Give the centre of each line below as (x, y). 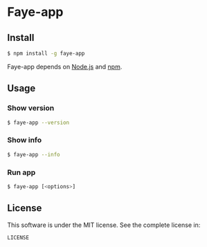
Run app (21, 172)
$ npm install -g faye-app (46, 53)
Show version (31, 108)
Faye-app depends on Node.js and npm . (65, 66)
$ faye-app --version (38, 122)
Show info (25, 140)
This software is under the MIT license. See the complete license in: (104, 225)
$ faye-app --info (34, 154)
